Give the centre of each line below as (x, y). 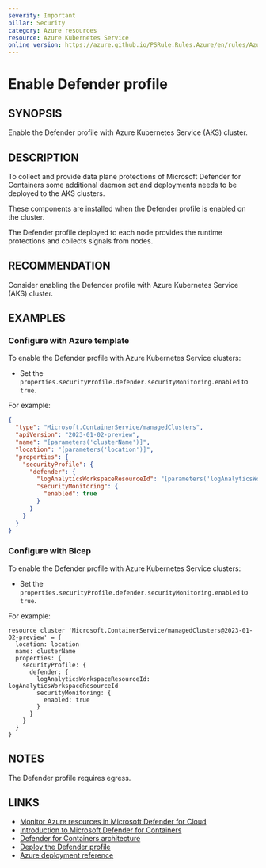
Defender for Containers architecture (80, 839)
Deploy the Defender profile (65, 847)
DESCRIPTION (44, 157)
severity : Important (42, 15)
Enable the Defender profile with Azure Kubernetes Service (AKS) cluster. (128, 132)
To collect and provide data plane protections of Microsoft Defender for (125, 176)
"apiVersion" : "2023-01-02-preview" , (78, 435)
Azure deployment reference (66, 855)
